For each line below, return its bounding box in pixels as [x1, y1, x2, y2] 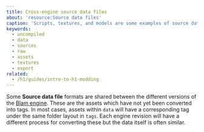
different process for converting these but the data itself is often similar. [6, 119, 186, 126]
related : [6, 71, 29, 77]
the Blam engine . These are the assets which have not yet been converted [6, 99, 192, 107]
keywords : [6, 25, 32, 32]
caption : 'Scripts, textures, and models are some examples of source [6, 20, 189, 26]
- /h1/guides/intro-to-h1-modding [12, 76, 99, 82]
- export [12, 65, 34, 71]
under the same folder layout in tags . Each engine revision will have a [6, 113, 180, 120]
